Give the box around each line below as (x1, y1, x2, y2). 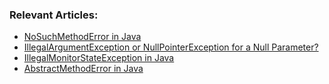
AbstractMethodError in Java (23, 63, 144, 75)
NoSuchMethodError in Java (23, 31, 142, 43)
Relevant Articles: (9, 8, 99, 22)
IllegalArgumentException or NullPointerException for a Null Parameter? (23, 41, 319, 53)
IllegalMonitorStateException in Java (23, 52, 175, 64)
